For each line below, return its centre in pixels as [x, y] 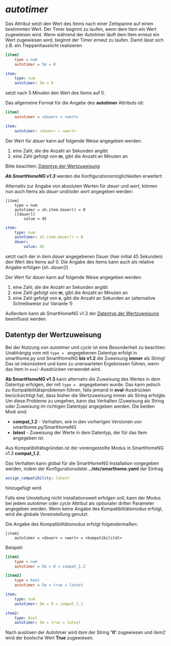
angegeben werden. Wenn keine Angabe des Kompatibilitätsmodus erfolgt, [84, 509]
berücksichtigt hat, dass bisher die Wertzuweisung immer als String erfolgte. [86, 395]
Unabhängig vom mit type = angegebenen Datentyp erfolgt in [71, 352]
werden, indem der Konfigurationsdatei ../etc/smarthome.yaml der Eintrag [84, 468]
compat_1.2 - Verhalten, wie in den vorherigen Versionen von [77, 422]
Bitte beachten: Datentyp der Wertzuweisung [53, 166]
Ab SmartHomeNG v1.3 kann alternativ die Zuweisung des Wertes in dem [83, 379]
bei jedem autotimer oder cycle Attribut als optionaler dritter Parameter [80, 503]
